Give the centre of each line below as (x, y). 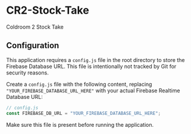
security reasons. (27, 73)
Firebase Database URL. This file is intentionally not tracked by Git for (91, 66)
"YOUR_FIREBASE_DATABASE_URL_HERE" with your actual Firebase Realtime (93, 91)
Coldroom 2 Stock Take (35, 27)
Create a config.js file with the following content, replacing (79, 84)
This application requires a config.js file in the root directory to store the (95, 60)
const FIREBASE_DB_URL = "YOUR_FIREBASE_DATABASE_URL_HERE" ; (84, 113)
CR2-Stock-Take (48, 10)
